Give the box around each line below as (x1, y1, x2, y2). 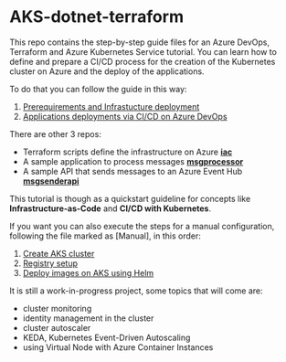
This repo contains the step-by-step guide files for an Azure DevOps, (9, 37, 270, 48)
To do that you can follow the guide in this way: (9, 83, 187, 94)
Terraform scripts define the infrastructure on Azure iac (22, 146, 233, 157)
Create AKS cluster (22, 248, 95, 259)
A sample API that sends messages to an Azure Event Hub (22, 165, 243, 176)
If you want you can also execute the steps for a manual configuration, (9, 220, 275, 231)
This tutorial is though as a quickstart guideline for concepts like (9, 193, 251, 204)
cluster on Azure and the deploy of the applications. (9, 66, 205, 77)
